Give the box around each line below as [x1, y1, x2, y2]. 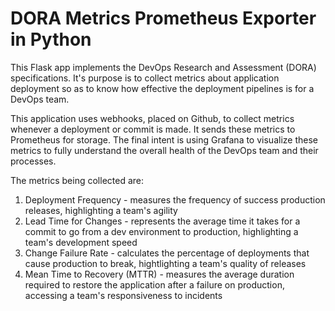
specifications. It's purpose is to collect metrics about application [10, 72, 280, 84]
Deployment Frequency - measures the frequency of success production [24, 193, 326, 206]
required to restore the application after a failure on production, [24, 278, 285, 291]
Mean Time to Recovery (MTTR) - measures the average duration [24, 268, 295, 280]
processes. [10, 155, 57, 167]
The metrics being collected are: [10, 174, 145, 186]
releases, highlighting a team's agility [24, 204, 178, 216]
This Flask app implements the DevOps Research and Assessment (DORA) [10, 61, 317, 73]
